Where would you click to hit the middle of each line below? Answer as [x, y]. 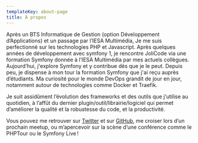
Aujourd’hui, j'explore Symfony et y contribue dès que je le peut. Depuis [95, 66]
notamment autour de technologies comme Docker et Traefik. [82, 85]
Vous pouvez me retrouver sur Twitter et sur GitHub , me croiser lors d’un [95, 120]
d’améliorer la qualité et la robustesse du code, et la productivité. [86, 109]
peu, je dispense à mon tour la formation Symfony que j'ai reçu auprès [92, 72]
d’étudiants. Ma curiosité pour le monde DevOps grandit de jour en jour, [94, 79]
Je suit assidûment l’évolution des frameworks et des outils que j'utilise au [97, 97]
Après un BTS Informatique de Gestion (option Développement [83, 34]
